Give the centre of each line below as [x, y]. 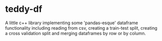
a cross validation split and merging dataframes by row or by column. [76, 33]
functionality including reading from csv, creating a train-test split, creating [81, 28]
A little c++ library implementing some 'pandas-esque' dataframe [72, 23]
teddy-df [24, 9]
